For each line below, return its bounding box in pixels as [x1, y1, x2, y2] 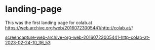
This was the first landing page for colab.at [5, 20, 92, 25]
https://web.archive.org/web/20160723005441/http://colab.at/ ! [5, 25, 133, 30]
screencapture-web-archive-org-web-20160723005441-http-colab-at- [5, 34, 150, 40]
